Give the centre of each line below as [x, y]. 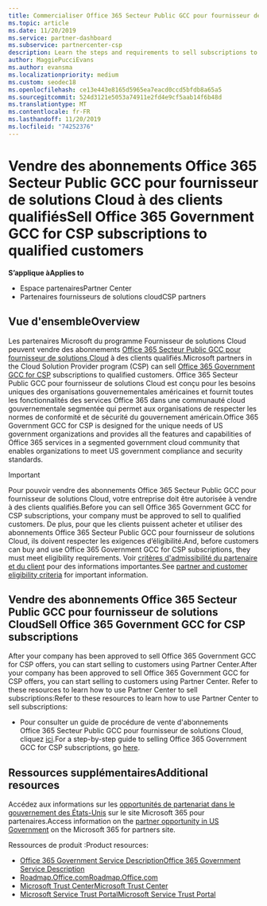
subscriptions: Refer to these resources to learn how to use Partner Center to [133, 698]
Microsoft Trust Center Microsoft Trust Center [94, 886]
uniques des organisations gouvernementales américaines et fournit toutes [131, 392]
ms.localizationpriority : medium [64, 75]
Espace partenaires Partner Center [76, 288]
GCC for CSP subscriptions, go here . [80, 748]
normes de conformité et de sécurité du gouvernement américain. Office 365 [133, 417]
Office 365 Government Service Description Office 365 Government [130, 861]
